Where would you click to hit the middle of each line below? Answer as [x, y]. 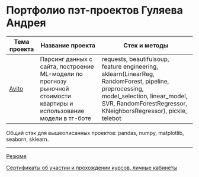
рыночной [54, 88]
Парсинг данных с [66, 59]
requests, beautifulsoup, [136, 59]
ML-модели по [61, 73]
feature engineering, [130, 66]
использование [62, 111]
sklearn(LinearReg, [128, 73]
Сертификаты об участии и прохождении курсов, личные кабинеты [92, 168]
